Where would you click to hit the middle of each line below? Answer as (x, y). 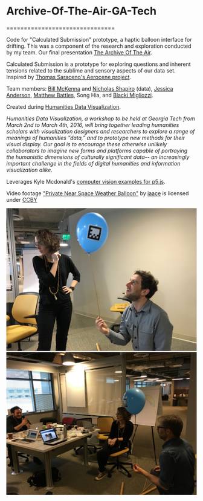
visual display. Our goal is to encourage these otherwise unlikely (87, 144)
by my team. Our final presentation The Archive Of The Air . (79, 52)
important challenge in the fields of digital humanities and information (93, 163)
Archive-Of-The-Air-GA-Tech (82, 11)
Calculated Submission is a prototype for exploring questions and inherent (99, 64)
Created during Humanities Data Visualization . (63, 106)
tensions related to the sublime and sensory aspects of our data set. (91, 70)
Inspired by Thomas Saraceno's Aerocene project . (69, 77)
